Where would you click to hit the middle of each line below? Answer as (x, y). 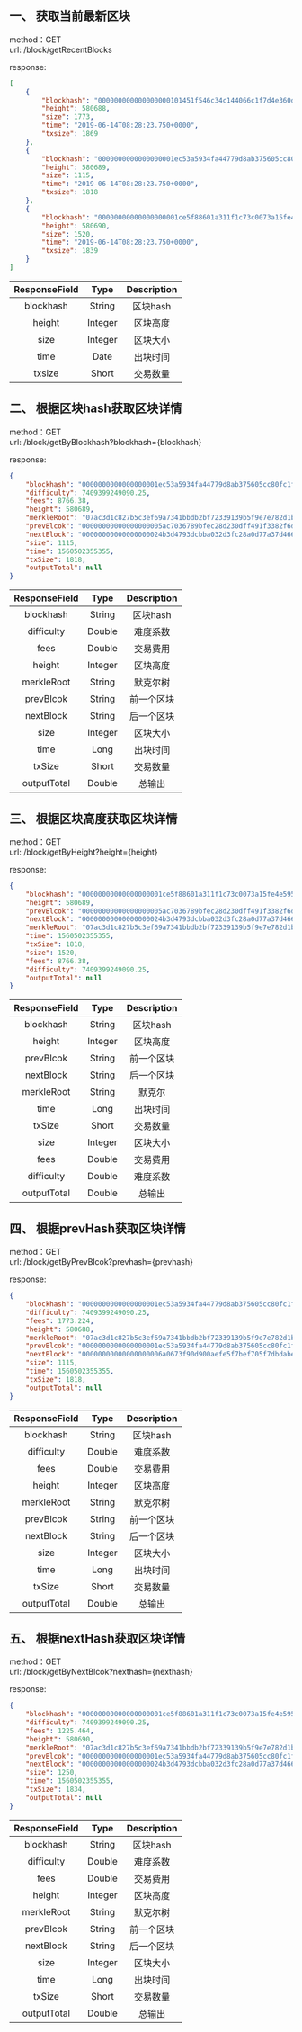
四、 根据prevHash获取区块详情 (98, 1228)
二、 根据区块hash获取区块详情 (96, 409)
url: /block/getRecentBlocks (61, 49)
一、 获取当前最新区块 (70, 16)
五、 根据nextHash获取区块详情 (98, 1638)
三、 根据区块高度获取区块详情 (93, 818)
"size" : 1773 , (68, 117)
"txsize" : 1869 (70, 134)
